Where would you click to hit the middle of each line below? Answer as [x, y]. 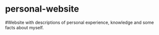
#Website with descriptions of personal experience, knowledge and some [79, 22]
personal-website [42, 9]
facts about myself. [25, 27]
